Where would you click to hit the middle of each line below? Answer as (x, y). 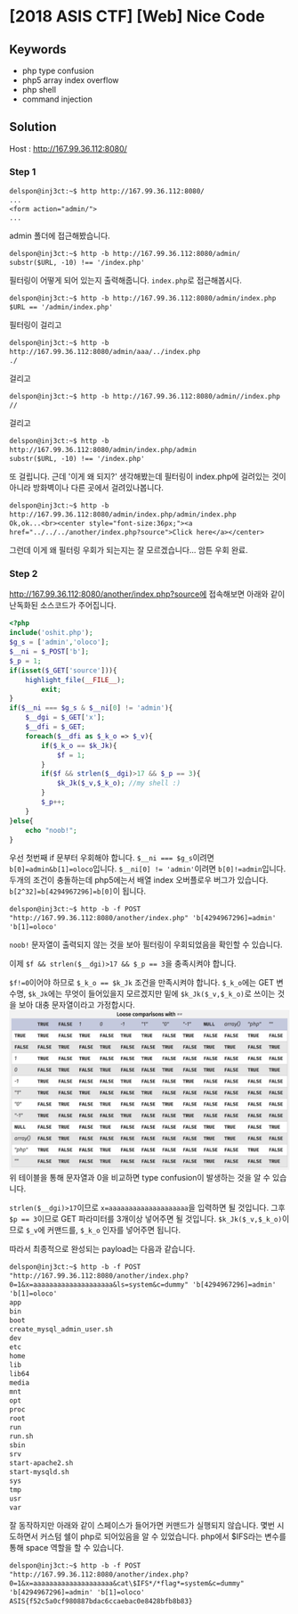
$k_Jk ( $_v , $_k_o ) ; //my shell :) (118, 783)
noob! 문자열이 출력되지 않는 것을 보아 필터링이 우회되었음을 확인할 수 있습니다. (146, 945)
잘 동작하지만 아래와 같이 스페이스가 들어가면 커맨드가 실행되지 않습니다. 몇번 (142, 1526)
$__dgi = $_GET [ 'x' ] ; (65, 718)
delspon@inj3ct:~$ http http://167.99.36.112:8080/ (107, 192)
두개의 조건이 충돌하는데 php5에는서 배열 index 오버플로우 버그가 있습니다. (139, 880)
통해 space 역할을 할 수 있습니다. (67, 1548)
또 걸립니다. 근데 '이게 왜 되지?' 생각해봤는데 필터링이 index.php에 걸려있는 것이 (148, 477)
